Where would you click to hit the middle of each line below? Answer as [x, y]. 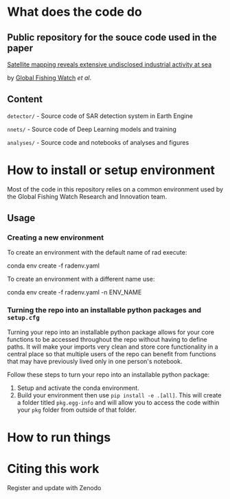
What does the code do [74, 12]
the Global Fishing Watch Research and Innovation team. [87, 196]
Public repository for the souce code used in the [112, 37]
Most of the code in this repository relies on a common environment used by [115, 189]
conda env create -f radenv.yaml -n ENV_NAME [74, 292]
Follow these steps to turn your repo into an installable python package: [108, 374]
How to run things [59, 437]
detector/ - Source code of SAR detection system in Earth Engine [100, 116]
